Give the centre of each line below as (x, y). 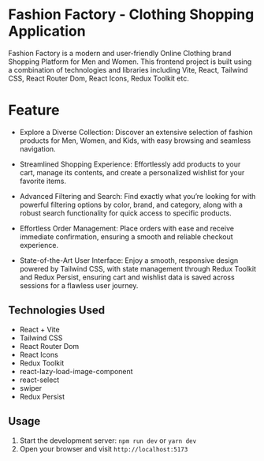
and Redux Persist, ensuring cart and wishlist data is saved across (127, 277)
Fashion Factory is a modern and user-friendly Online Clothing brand (120, 53)
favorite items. (43, 181)
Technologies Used (56, 311)
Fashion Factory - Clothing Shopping (131, 15)
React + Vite (40, 329)
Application (47, 31)
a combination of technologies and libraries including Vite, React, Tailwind (128, 69)
